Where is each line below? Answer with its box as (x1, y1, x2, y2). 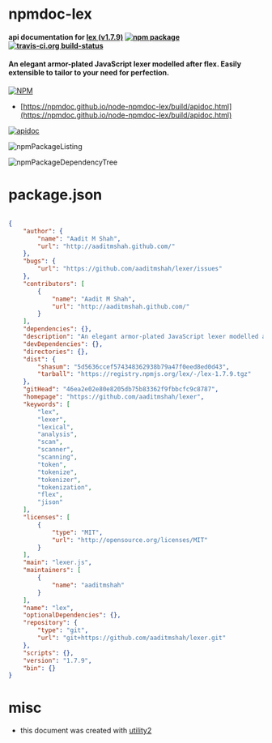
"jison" (37, 498, 63, 506)
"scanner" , (37, 446, 74, 454)
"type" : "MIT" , (51, 528, 104, 536)
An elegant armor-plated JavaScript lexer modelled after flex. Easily (8, 59, 241, 69)
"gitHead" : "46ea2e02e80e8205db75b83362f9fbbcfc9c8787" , (23, 386, 219, 394)
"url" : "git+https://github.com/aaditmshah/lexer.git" (37, 634, 227, 643)
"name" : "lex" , (23, 604, 74, 612)
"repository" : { (23, 619, 79, 627)
